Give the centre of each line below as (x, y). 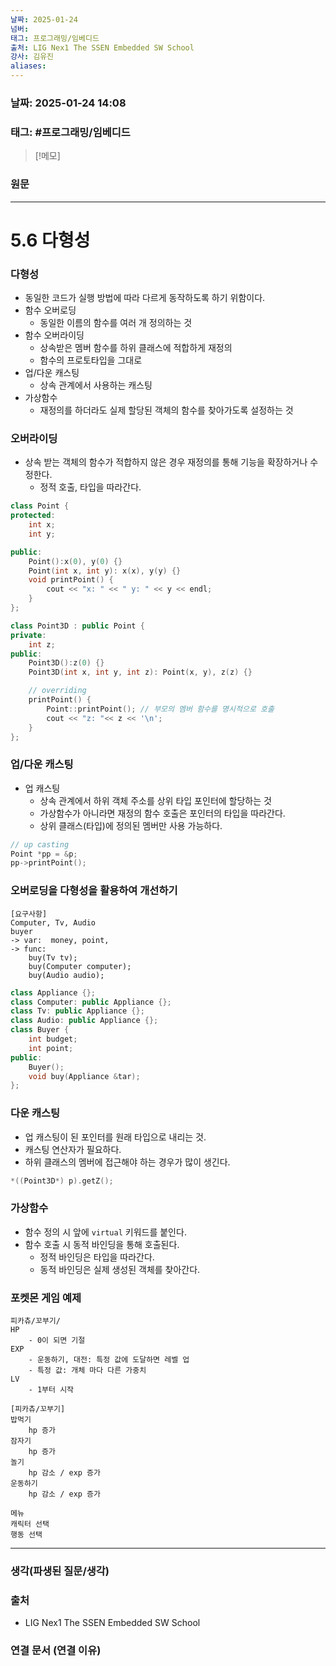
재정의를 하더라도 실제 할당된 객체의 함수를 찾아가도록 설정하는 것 (166, 410)
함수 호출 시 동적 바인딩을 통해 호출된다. (102, 1244)
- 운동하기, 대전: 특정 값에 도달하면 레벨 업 (109, 1360)
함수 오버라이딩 (54, 335)
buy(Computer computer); (80, 966)
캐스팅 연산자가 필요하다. (73, 1149)
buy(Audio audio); (66, 975)
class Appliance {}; (53, 992)
